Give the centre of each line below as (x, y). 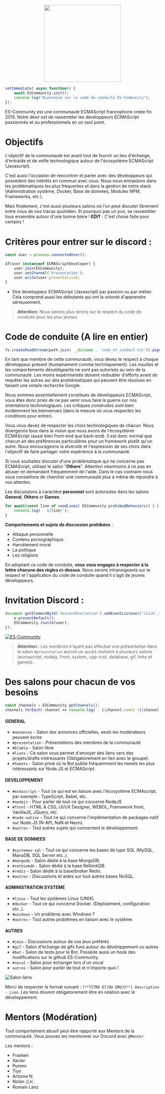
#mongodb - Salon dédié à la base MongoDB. (56, 860)
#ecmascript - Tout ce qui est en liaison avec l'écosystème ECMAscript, (84, 791)
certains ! (15, 222)
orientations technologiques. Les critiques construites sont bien (69, 406)
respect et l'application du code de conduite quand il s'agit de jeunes (75, 575)
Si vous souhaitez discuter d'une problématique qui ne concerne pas (75, 461)
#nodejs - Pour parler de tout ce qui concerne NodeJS (67, 802)
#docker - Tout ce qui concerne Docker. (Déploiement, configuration (81, 904)
